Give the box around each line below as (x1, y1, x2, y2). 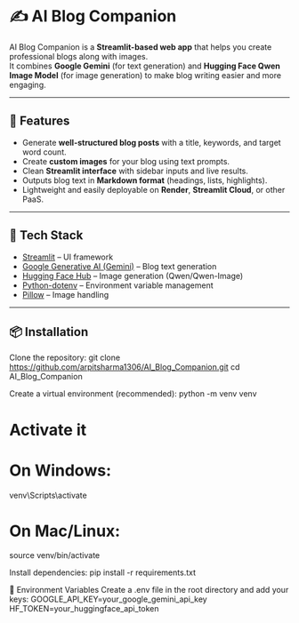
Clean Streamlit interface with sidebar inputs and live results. (21, 165, 249, 176)
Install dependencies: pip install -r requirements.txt (9, 567, 196, 578)
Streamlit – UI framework (21, 252, 114, 262)
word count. (21, 147, 67, 157)
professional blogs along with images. (9, 51, 149, 61)
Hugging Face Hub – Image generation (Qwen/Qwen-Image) (21, 270, 244, 281)
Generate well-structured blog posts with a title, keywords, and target (21, 137, 282, 148)
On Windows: (9, 460, 111, 480)
